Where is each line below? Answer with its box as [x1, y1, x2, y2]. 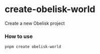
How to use [5, 33, 33, 40]
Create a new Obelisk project [5, 20, 65, 26]
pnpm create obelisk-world [5, 44, 61, 49]
